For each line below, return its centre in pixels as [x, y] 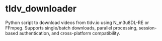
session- [148, 27]
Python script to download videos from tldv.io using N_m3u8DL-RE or [77, 22]
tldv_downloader [41, 9]
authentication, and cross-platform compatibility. [70, 33]
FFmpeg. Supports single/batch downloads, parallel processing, [71, 27]
